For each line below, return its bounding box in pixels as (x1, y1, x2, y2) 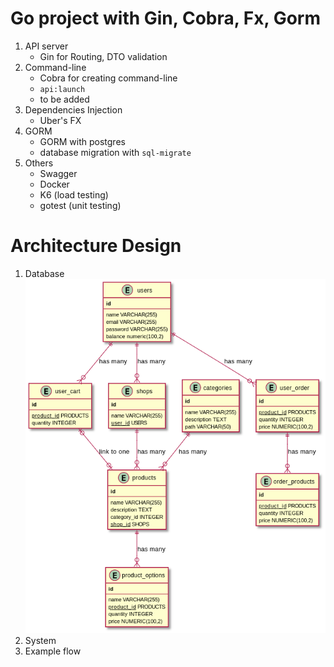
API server (24, 40, 69, 52)
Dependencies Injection (24, 103, 123, 116)
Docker (39, 178, 70, 190)
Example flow (24, 645, 82, 657)
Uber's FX (39, 114, 82, 126)
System (24, 634, 57, 646)
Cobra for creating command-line (39, 72, 178, 84)
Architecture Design (10, 235, 182, 257)
